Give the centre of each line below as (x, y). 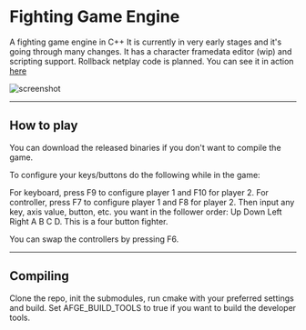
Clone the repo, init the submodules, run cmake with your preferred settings (152, 298)
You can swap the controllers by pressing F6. (94, 239)
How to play (44, 126)
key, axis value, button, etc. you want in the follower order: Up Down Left (146, 212)
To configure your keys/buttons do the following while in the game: (135, 175)
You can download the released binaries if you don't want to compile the (145, 147)
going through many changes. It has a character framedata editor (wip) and (151, 51)
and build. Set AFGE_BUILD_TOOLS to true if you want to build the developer (153, 307)
